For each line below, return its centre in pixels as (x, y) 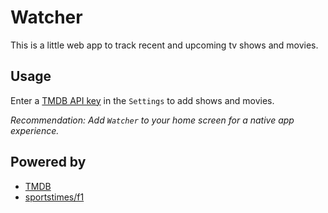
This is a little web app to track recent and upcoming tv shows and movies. (164, 45)
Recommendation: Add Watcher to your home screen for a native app (152, 120)
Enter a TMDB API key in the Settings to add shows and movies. (142, 100)
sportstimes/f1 (54, 197)
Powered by (48, 162)
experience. (35, 130)
